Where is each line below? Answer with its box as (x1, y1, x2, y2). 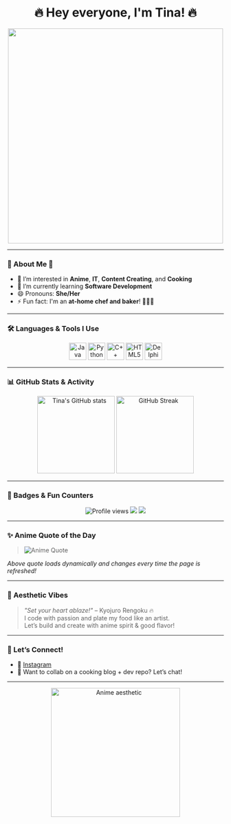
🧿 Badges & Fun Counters (7, 490, 94, 500)
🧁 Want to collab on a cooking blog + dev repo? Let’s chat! (16, 668, 182, 676)
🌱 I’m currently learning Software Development (16, 282, 153, 290)
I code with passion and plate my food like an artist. (23, 614, 170, 622)
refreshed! (7, 567, 36, 575)
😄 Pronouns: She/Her (16, 290, 80, 298)
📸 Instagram (16, 660, 52, 669)
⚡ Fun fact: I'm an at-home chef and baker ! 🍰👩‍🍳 (16, 297, 155, 305)
